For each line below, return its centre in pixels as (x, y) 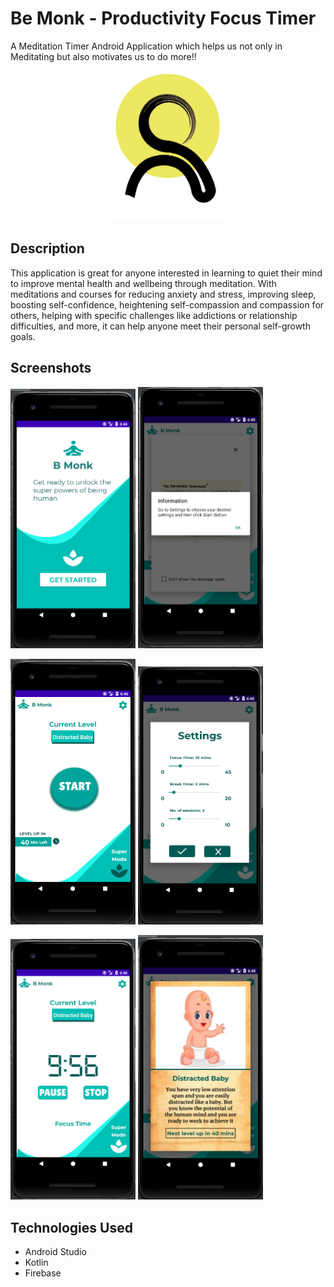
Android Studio (55, 1251)
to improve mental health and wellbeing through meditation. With (143, 283)
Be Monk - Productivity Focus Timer (163, 18)
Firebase (43, 1273)
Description (47, 248)
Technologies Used (71, 1227)
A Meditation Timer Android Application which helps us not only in (146, 46)
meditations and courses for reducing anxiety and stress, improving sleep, (163, 294)
